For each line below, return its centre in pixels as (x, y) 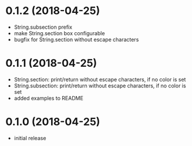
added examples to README (48, 98)
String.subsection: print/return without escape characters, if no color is (100, 86)
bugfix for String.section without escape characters (76, 39)
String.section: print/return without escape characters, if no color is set (100, 79)
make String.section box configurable (59, 33)
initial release (30, 138)
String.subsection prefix (43, 27)
